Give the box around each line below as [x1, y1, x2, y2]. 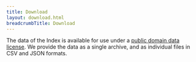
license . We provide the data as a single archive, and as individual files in [6, 43, 190, 50]
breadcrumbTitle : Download [6, 20, 75, 26]
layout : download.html [6, 15, 64, 21]
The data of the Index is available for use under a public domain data [6, 37, 179, 44]
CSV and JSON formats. [6, 50, 67, 57]
